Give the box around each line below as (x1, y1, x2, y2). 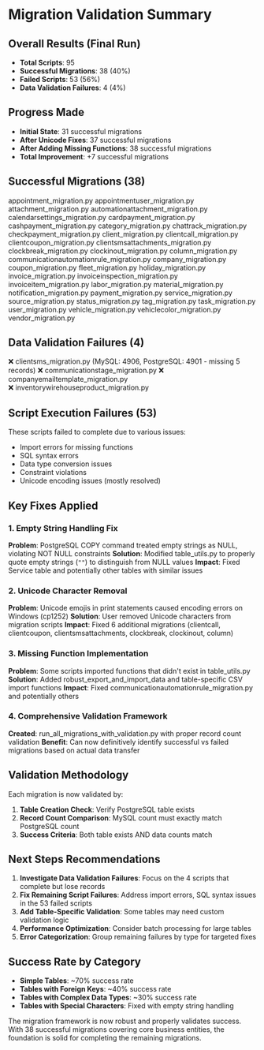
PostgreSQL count (19, 821, 80, 831)
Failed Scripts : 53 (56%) (19, 75, 101, 84)
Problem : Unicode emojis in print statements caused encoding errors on (8, 603, 243, 613)
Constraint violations (19, 468, 87, 477)
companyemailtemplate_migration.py (8, 375, 128, 384)
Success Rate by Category (8, 955, 142, 968)
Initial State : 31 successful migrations (19, 126, 143, 136)
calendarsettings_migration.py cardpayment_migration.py (8, 212, 195, 222)
